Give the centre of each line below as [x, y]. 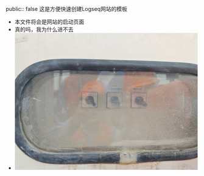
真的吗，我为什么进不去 [44, 29]
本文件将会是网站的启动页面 [49, 22]
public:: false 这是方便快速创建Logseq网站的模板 [66, 9]
